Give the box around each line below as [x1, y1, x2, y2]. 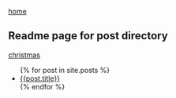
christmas [8, 50, 41, 60]
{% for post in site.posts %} [19, 65, 110, 74]
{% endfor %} [19, 82, 66, 91]
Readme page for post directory [8, 29, 168, 42]
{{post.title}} [19, 74, 61, 83]
